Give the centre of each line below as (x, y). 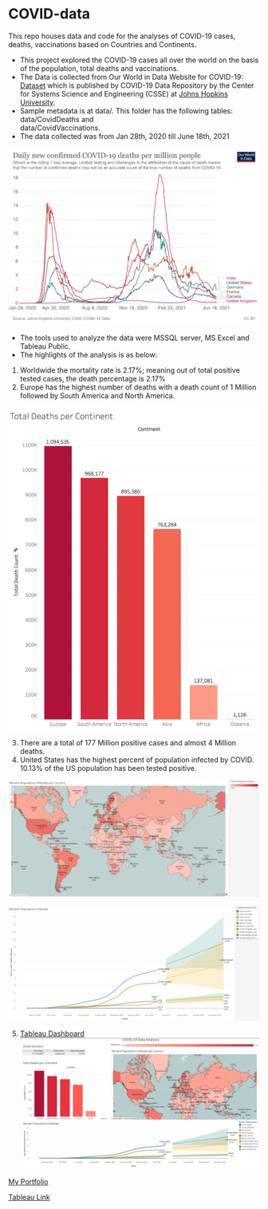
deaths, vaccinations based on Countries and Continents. (102, 44)
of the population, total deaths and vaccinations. (99, 68)
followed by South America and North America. (97, 395)
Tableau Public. (45, 346)
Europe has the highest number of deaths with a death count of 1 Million (138, 387)
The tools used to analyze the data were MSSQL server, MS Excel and (134, 338)
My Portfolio (28, 1182)
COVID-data (49, 14)
